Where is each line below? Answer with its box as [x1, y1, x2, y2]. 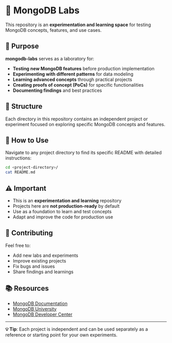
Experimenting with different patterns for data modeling [12, 71, 134, 77]
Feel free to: [5, 242, 31, 248]
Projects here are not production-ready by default [12, 203, 120, 209]
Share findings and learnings [12, 269, 74, 275]
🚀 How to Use [5, 136, 49, 145]
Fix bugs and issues [12, 263, 55, 269]
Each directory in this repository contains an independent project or [5, 115, 148, 122]
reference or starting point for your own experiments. [5, 332, 118, 338]
